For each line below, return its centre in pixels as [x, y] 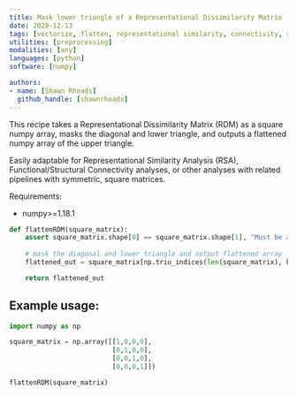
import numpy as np [45, 326]
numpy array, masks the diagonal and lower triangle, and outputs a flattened [148, 133]
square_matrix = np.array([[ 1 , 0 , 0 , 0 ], [80, 342]
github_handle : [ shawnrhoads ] [72, 99]
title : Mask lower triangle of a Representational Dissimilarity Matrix [146, 17]
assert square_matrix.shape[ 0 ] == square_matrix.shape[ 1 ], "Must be [154, 238]
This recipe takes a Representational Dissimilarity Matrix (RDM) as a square [146, 124]
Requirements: [35, 196]
